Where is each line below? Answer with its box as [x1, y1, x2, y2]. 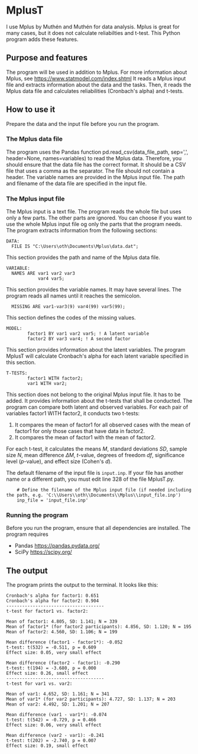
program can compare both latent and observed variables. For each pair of [6, 403, 189, 411]
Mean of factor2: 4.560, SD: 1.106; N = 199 [6, 629, 118, 635]
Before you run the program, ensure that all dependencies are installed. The [6, 525, 191, 532]
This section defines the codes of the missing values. [6, 314, 136, 321]
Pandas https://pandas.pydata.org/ [14, 542, 100, 549]
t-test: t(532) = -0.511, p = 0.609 [6, 645, 96, 651]
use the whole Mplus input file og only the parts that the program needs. [6, 221, 182, 228]
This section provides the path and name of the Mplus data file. [6, 254, 161, 261]
